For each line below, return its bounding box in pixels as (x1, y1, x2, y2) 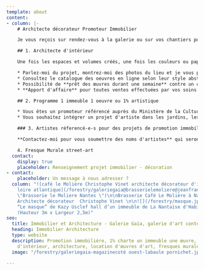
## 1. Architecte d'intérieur (17, 48, 94, 54)
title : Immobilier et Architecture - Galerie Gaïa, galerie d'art (12, 221, 183, 227)
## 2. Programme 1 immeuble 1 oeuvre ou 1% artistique (17, 98, 159, 104)
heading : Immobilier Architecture (12, 226, 99, 233)
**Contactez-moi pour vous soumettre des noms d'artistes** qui (17, 136, 183, 142)
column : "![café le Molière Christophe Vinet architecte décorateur (12, 181, 189, 187)
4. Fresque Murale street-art (17, 147, 94, 153)
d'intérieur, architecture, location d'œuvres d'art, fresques (17, 243, 181, 249)
